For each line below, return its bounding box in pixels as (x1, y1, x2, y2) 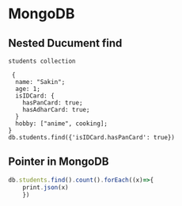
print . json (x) (22, 183, 69, 191)
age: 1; (15, 85, 41, 93)
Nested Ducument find (8, 36, 123, 50)
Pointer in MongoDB (8, 155, 109, 169)
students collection (8, 57, 77, 65)
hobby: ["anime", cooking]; (15, 120, 108, 128)
